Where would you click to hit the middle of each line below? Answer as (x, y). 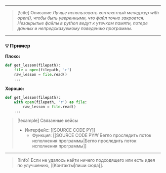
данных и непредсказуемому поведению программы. (75, 28)
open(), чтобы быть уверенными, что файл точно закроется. (81, 18)
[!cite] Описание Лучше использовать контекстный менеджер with (88, 13)
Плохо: (13, 57)
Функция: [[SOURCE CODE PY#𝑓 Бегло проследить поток (92, 135)
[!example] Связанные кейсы (47, 120)
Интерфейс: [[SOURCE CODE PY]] (60, 130)
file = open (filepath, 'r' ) (43, 70)
